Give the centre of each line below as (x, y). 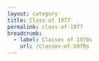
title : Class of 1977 (39, 20)
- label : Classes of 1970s (53, 40)
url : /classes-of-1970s (55, 46)
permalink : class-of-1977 (45, 27)
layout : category (33, 14)
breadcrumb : (25, 33)
